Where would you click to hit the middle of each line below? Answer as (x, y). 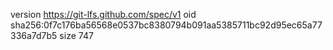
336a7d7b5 (34, 35)
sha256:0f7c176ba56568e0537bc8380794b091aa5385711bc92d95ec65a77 (166, 25)
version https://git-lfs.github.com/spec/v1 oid (103, 14)
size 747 (76, 35)
